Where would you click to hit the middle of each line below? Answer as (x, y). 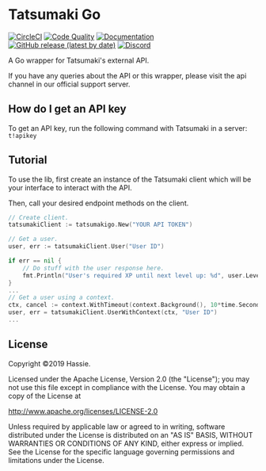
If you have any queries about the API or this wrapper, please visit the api (127, 75)
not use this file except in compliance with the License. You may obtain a (127, 387)
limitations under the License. (56, 460)
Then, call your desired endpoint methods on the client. (99, 203)
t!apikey (23, 136)
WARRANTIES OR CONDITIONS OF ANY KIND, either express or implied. (126, 443)
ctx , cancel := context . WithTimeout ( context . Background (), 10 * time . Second (134, 305)
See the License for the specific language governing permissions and (122, 452)
